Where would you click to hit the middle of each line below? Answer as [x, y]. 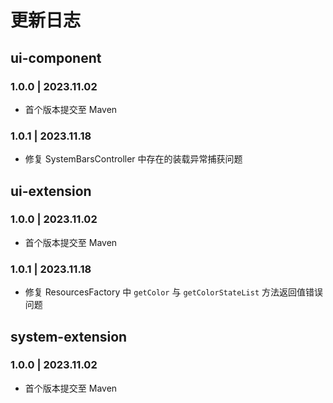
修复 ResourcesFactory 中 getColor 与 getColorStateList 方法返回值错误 [174, 292]
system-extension [69, 336]
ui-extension [51, 191]
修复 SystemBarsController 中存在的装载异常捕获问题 [133, 159]
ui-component [56, 57]
